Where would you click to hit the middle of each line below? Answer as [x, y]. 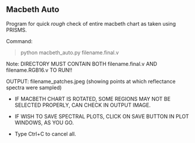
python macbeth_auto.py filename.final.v [69, 53]
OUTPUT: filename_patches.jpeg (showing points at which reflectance [91, 81]
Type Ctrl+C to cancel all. [45, 134]
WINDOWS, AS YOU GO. [44, 123]
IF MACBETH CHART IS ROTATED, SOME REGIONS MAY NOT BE [93, 99]
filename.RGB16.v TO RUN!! [39, 70]
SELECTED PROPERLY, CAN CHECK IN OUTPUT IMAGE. [83, 105]
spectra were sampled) [34, 88]
